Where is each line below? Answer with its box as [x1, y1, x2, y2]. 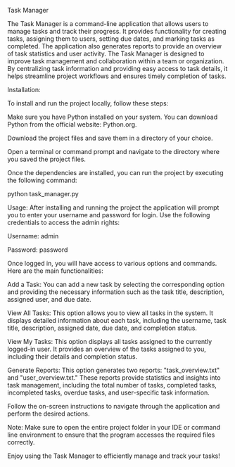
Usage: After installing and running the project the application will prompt [7, 203, 220, 212]
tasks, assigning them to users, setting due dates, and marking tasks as [7, 34, 215, 43]
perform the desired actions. [7, 409, 90, 418]
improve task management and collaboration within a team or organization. [7, 57, 224, 65]
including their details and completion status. [7, 352, 138, 361]
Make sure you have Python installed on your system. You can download [7, 113, 218, 121]
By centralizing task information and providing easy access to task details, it [7, 65, 228, 72]
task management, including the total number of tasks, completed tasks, [7, 381, 217, 389]
